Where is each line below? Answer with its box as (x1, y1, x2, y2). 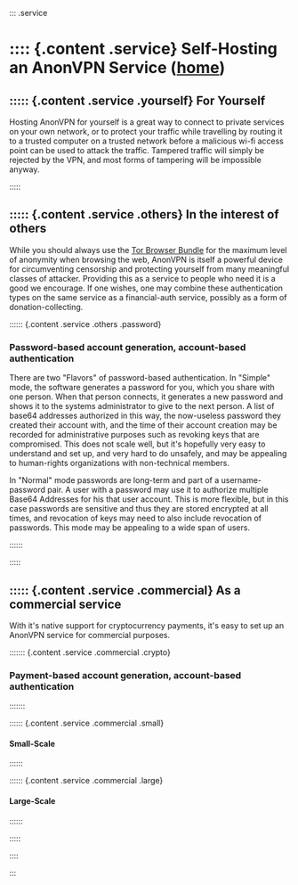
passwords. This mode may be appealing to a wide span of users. (9, 522, 251, 533)
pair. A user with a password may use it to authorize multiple (47, 485, 269, 496)
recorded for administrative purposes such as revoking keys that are (9, 430, 260, 440)
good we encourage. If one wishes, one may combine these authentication (9, 283, 283, 293)
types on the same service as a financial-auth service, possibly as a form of (9, 291, 287, 302)
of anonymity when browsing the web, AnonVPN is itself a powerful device (9, 254, 283, 265)
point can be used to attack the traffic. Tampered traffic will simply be (9, 145, 265, 155)
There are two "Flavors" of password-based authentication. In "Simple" (9, 373, 271, 383)
